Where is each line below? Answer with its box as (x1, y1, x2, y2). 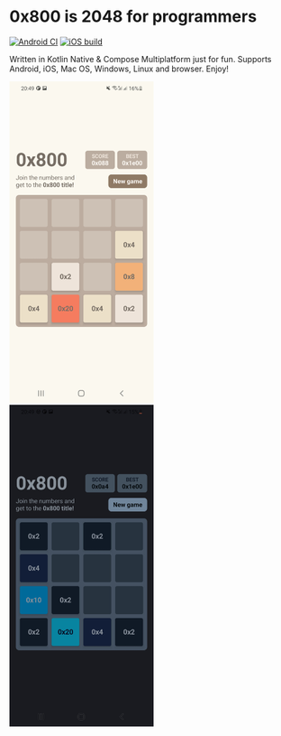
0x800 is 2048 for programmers (9, 6, 258, 27)
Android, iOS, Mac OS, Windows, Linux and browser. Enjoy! (9, 63, 230, 74)
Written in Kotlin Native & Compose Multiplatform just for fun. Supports (9, 53, 272, 64)
